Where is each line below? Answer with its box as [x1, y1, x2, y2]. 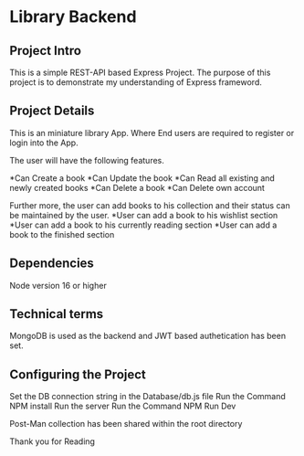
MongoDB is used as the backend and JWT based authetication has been [9, 331, 286, 342]
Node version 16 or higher [9, 280, 107, 291]
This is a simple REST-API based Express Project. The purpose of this [9, 67, 271, 78]
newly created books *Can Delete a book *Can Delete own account [9, 182, 265, 193]
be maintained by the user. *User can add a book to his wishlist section [9, 209, 278, 220]
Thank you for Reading [9, 436, 96, 447]
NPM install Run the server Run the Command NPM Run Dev [9, 400, 236, 412]
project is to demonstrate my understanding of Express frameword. [9, 77, 263, 88]
